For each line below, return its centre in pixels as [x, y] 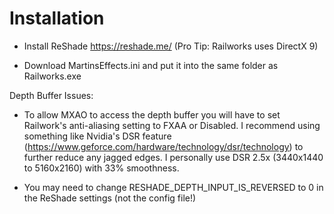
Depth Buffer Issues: [51, 95]
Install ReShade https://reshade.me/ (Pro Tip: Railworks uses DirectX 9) [171, 46]
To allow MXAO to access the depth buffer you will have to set [152, 114]
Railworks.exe [52, 76]
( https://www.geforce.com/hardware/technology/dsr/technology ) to [163, 146]
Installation [57, 18]
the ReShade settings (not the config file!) [110, 198]
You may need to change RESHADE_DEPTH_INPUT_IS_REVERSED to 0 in [173, 187]
